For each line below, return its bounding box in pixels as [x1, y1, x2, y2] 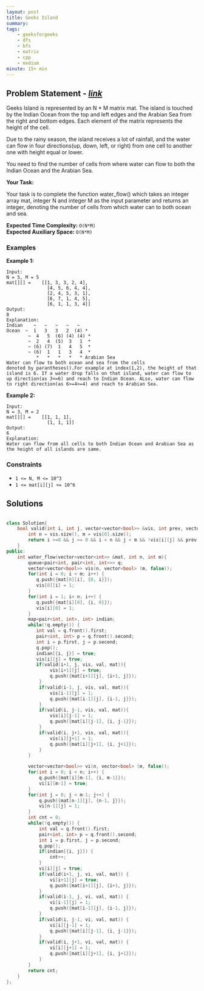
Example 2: [6, 392, 35, 399]
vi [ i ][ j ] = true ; [38, 865, 83, 872]
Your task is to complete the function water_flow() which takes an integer [6, 190, 189, 198]
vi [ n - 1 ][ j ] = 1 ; [38, 803, 80, 809]
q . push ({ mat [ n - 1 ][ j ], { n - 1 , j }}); [38, 797, 126, 804]
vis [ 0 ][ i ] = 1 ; [36, 582, 75, 589]
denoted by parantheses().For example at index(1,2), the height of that [6, 365, 197, 371]
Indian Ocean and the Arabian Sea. [6, 167, 93, 174]
